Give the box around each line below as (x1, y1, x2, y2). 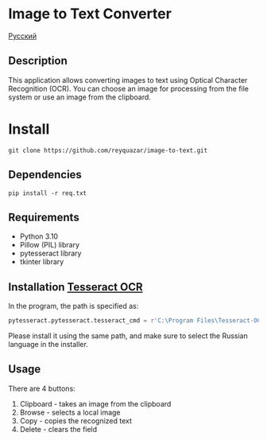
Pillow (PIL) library (19, 240, 80, 250)
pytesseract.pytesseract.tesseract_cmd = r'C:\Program (8, 317, 194, 325)
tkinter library (19, 257, 64, 267)
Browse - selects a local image (19, 407, 121, 417)
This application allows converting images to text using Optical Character (8, 75, 248, 84)
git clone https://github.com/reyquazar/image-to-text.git (8, 146, 208, 154)
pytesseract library (19, 248, 82, 259)
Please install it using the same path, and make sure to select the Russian (8, 331, 248, 341)
